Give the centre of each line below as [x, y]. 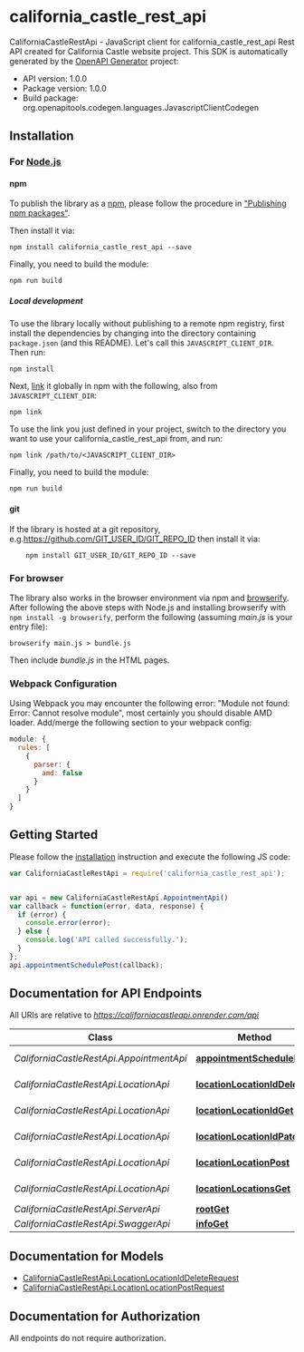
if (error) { [42, 914]
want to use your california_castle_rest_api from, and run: [116, 439]
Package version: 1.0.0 [64, 88]
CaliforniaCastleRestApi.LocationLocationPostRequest [123, 1288]
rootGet [213, 1210]
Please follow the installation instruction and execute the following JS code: [150, 856]
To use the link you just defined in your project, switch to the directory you [148, 429]
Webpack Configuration [63, 684]
